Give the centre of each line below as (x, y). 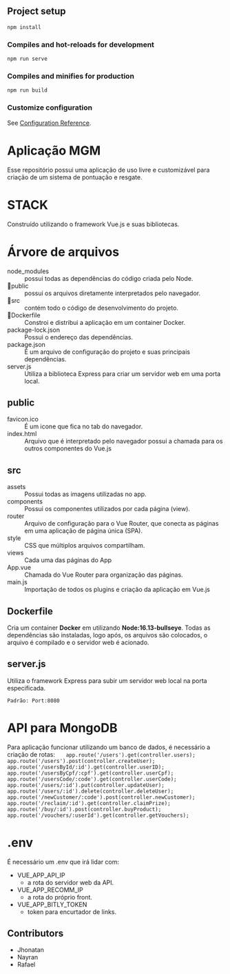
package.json (27, 344)
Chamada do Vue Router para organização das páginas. (104, 575)
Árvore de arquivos (63, 252)
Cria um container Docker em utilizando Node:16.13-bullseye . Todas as (109, 628)
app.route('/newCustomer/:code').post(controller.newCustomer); (101, 797)
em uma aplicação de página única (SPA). (84, 531)
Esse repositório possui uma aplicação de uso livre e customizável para (108, 170)
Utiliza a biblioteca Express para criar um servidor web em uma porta (123, 374)
